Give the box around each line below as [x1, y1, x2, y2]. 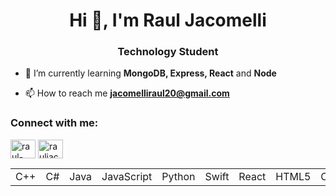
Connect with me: [10, 116, 99, 130]
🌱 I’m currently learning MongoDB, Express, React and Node [24, 67, 277, 79]
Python [161, 169, 196, 183]
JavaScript [101, 169, 153, 183]
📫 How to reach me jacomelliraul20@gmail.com [24, 87, 230, 99]
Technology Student [117, 45, 219, 59]
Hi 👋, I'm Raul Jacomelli [69, 9, 267, 32]
